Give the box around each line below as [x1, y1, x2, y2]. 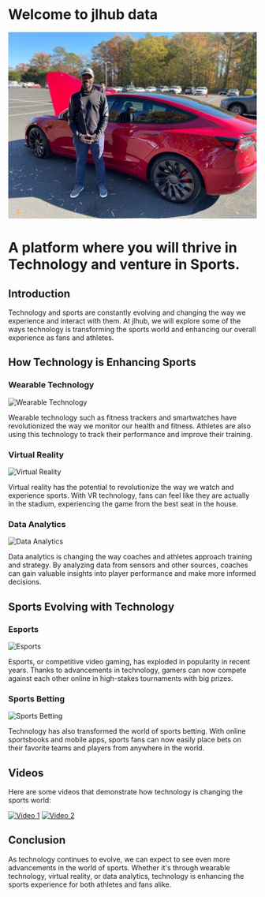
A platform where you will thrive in [8, 239, 238, 257]
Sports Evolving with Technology [8, 600, 175, 613]
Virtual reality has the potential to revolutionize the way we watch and [8, 482, 234, 491]
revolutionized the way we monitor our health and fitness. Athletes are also [8, 420, 251, 431]
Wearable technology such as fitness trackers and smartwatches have [8, 413, 237, 422]
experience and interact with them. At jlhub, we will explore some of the [8, 316, 241, 325]
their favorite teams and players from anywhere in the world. [8, 743, 205, 753]
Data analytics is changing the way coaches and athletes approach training [8, 552, 252, 562]
